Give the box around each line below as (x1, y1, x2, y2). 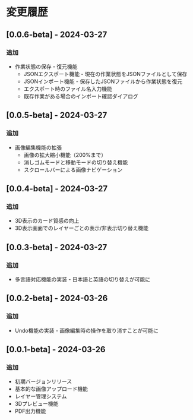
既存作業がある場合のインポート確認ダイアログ (23, 93, 138, 100)
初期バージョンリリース (14, 378, 72, 385)
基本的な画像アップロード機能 (14, 386, 88, 393)
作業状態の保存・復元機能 (14, 63, 78, 70)
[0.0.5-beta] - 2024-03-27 (6, 110, 107, 121)
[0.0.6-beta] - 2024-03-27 (6, 29, 107, 39)
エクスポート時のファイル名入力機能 (23, 85, 113, 92)
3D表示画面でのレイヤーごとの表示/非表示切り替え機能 (14, 225, 149, 232)
